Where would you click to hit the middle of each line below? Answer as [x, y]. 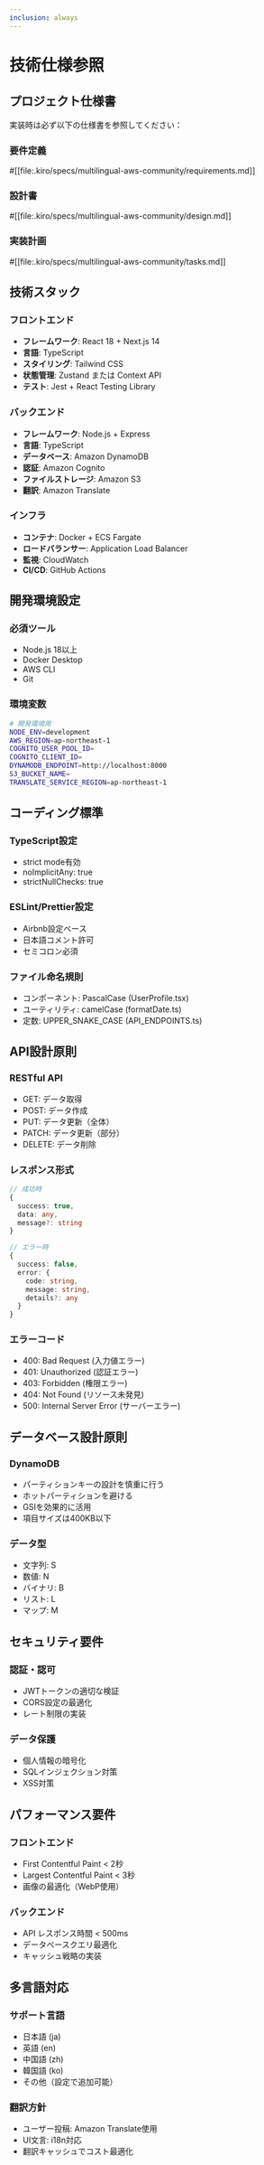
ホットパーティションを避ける [77, 1495]
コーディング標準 [56, 813]
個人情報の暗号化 [54, 1761]
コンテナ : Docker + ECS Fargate [82, 537]
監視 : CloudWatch [55, 559]
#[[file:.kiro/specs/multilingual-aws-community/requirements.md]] [132, 170]
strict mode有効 [51, 862]
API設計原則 [43, 1052]
